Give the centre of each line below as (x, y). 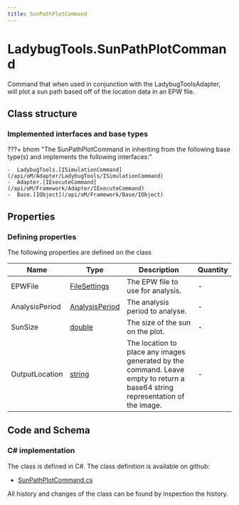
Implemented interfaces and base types (78, 134)
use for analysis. (154, 290)
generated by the (155, 361)
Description (159, 269)
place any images (156, 352)
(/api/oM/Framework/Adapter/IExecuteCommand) (76, 189)
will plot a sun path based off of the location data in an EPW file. (101, 91)
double (82, 327)
